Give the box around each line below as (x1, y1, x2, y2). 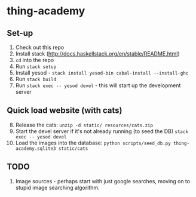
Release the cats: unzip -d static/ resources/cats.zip (15, 121, 154, 128)
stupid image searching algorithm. (15, 184, 100, 191)
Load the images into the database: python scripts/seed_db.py (15, 139, 171, 146)
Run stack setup (15, 63, 57, 70)
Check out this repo (15, 44, 65, 51)
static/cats (58, 145, 88, 152)
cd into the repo (15, 57, 54, 63)
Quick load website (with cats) (7, 106, 122, 116)
